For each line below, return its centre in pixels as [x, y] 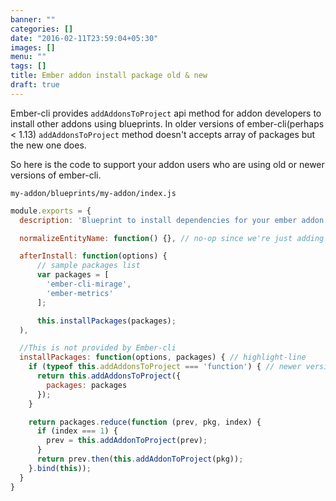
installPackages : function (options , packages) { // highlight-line [163, 357]
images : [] [33, 47]
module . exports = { [51, 211]
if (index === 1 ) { [77, 431]
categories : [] [42, 29]
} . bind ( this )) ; [60, 468]
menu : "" [28, 57]
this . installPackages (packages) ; [106, 321]
